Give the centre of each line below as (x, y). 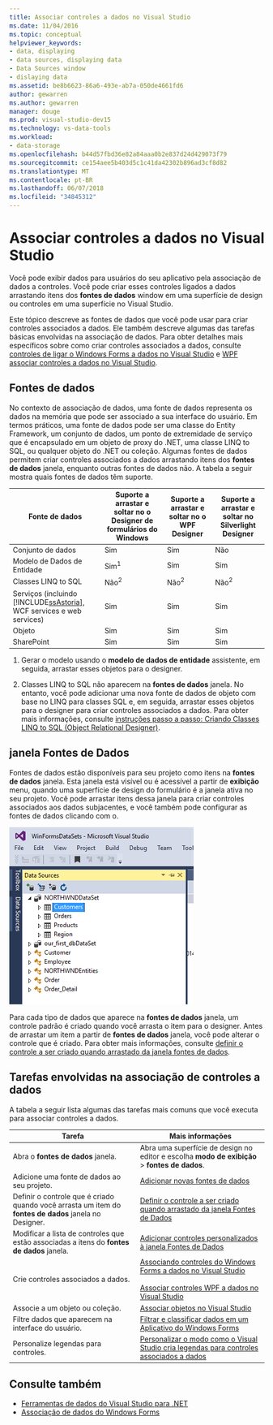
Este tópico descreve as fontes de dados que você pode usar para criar (129, 319)
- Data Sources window (47, 69)
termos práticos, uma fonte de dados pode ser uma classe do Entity (122, 425)
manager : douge (35, 111)
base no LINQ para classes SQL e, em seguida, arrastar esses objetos (137, 702)
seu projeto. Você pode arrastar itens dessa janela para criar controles (127, 798)
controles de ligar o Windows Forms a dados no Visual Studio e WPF (124, 354)
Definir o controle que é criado (63, 1196)
